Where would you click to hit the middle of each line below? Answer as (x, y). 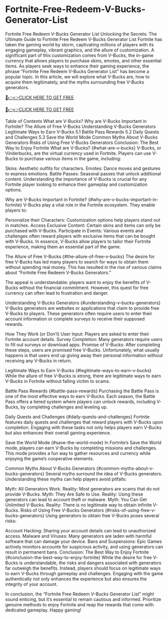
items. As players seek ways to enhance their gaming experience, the (77, 66)
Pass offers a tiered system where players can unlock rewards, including (80, 401)
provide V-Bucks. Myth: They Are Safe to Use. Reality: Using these (74, 494)
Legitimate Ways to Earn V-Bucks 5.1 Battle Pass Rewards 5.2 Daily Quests (82, 131)
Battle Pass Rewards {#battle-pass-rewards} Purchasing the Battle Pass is (82, 391)
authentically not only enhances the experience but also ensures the (76, 579)
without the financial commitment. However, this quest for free (84, 288)
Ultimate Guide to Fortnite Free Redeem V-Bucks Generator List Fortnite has (84, 39)
